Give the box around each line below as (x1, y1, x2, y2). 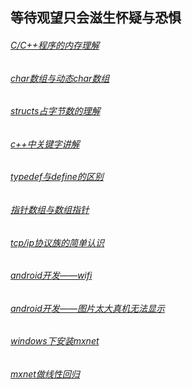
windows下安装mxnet (10, 335, 100, 347)
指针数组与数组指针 (10, 204, 90, 216)
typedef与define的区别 (10, 171, 104, 183)
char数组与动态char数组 (10, 72, 110, 84)
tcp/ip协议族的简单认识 (10, 236, 105, 248)
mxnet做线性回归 (10, 368, 80, 380)
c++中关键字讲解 (10, 138, 80, 150)
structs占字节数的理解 (10, 105, 101, 117)
